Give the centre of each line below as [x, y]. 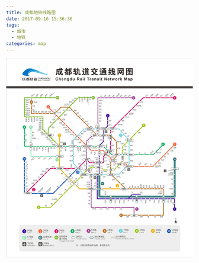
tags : [13, 25]
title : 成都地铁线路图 [31, 12]
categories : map [26, 44]
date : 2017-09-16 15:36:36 [39, 19]
